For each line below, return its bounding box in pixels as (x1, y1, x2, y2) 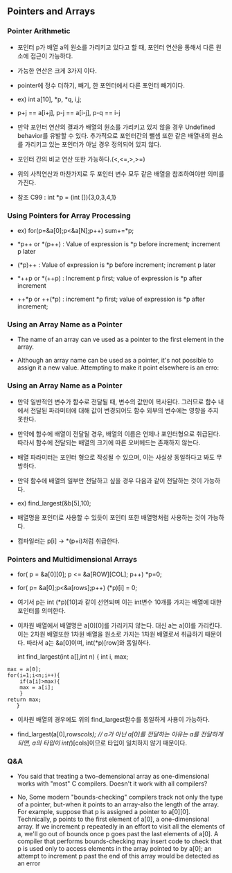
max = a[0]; (7, 666, 42, 673)
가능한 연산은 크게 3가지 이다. (17, 66, 97, 75)
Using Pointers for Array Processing (7, 211, 132, 221)
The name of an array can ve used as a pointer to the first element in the (17, 336, 224, 344)
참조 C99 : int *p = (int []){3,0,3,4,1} (17, 193, 117, 201)
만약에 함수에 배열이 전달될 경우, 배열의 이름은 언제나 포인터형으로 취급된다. (17, 429, 221, 438)
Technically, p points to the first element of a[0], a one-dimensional (17, 815, 210, 824)
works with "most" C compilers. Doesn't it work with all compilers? (17, 779, 208, 788)
